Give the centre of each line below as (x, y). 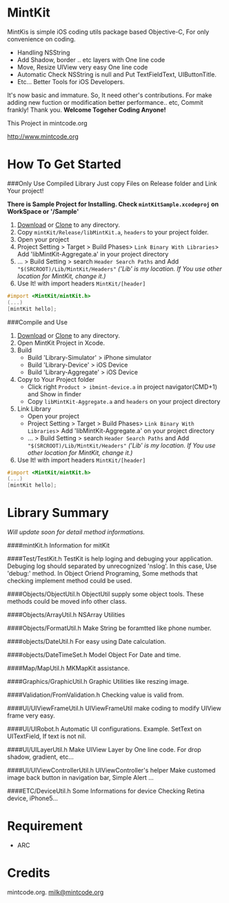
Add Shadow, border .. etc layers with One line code (91, 59)
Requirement (45, 826)
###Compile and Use (37, 322)
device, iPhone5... (33, 798)
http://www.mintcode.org (43, 136)
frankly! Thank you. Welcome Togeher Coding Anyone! (87, 110)
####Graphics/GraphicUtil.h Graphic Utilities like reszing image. (98, 682)
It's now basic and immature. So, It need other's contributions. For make (110, 95)
